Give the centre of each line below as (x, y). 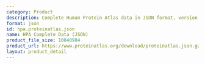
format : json (23, 23)
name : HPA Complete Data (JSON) (47, 35)
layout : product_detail (37, 52)
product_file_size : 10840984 (43, 40)
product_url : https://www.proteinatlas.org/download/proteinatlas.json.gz (103, 46)
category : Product (30, 12)
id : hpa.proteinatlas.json (41, 29)
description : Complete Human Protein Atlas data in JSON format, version (102, 18)
